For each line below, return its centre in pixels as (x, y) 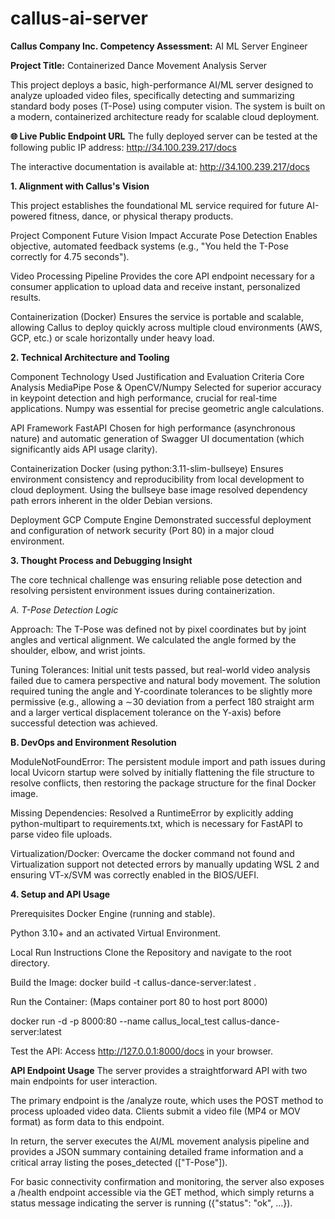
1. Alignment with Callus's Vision (80, 186)
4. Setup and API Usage (60, 894)
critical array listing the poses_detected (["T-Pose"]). (119, 1162)
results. (26, 297)
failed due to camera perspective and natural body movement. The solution (165, 680)
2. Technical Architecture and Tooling (90, 357)
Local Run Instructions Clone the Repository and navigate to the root (151, 952)
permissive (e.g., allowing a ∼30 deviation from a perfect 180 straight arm (162, 701)
